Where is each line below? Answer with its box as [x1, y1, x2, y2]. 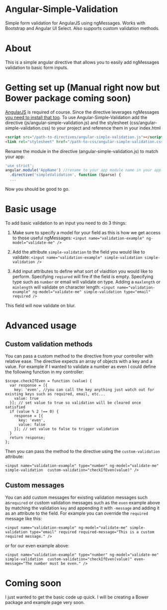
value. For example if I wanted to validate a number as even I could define [5, 364, 157, 369]
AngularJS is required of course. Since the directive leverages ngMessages [5, 109, 160, 115]
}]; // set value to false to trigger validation [14, 427, 119, 432]
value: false [18, 422, 46, 427]
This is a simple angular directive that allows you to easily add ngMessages [5, 59, 160, 65]
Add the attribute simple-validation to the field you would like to [12, 249, 145, 255]
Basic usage [5, 203, 57, 215]
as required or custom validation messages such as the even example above [5, 499, 160, 505]
